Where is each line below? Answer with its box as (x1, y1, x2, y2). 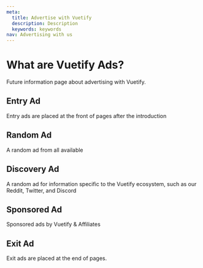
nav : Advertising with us (6, 32, 72, 38)
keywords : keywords (12, 26, 62, 32)
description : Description (12, 20, 79, 26)
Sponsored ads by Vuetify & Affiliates (6, 221, 101, 228)
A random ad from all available (6, 146, 84, 154)
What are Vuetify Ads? (6, 58, 124, 72)
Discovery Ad (6, 164, 59, 174)
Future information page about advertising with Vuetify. (6, 78, 146, 86)
